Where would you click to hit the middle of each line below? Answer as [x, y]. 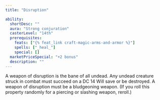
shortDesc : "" [25, 24]
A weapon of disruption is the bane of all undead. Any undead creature [79, 76]
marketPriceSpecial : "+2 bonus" [44, 57]
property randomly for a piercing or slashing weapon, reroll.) [69, 92]
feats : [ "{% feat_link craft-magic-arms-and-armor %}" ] [75, 43]
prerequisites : [26, 38]
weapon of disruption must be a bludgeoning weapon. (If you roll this [77, 87]
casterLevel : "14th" [31, 34]
